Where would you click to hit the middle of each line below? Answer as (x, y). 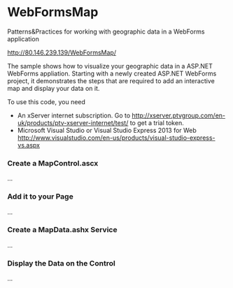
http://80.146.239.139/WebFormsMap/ (62, 52)
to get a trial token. (157, 122)
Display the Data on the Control (61, 263)
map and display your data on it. (54, 88)
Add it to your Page (40, 196)
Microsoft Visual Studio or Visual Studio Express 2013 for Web (107, 130)
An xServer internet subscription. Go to (74, 115)
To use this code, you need (47, 101)
